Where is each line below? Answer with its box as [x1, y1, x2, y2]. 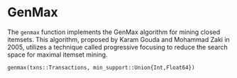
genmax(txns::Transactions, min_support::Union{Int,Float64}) [7, 64, 195, 71]
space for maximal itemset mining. [7, 50, 108, 59]
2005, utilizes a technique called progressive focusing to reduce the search [7, 43, 228, 51]
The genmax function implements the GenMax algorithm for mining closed [7, 28, 221, 36]
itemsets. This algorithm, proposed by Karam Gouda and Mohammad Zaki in [7, 35, 231, 43]
